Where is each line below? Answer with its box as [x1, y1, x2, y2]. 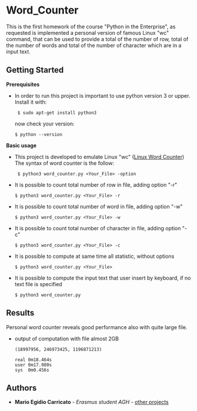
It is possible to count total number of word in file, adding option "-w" [14, 203, 183, 210]
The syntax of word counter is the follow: [14, 160, 115, 167]
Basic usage [6, 142, 37, 149]
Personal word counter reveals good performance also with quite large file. [6, 323, 188, 330]
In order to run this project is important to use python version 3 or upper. [14, 92, 191, 99]
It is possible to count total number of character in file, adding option [14, 224, 181, 231]
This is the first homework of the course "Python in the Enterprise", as [6, 23, 176, 30]
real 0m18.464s [14, 357, 52, 363]
